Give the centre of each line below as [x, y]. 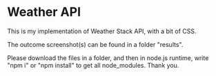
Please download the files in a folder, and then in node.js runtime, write [108, 58]
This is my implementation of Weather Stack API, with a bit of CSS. [102, 31]
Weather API [44, 12]
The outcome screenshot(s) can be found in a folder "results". [95, 44]
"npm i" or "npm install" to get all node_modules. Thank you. [93, 65]
